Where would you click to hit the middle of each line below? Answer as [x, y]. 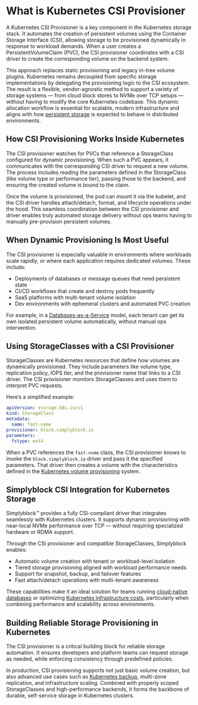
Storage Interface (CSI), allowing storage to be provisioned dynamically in [96, 40]
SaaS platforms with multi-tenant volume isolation [75, 297]
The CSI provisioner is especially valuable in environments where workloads [99, 254]
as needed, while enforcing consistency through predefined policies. [90, 659]
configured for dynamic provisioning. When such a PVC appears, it [87, 160]
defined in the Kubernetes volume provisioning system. [73, 471]
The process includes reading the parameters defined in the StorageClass [96, 172]
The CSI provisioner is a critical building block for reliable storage [86, 646]
